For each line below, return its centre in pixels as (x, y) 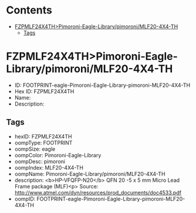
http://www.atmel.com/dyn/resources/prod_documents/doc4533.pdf (98, 192)
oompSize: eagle (35, 149)
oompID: (25, 199)
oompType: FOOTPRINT (43, 143)
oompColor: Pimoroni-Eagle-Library (58, 155)
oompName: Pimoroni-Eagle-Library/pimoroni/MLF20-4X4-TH (90, 174)
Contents (29, 10)
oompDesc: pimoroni (40, 161)
